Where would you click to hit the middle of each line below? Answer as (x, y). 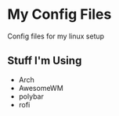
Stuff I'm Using (45, 61)
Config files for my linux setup (56, 36)
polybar (31, 96)
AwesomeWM (41, 88)
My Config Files (59, 14)
